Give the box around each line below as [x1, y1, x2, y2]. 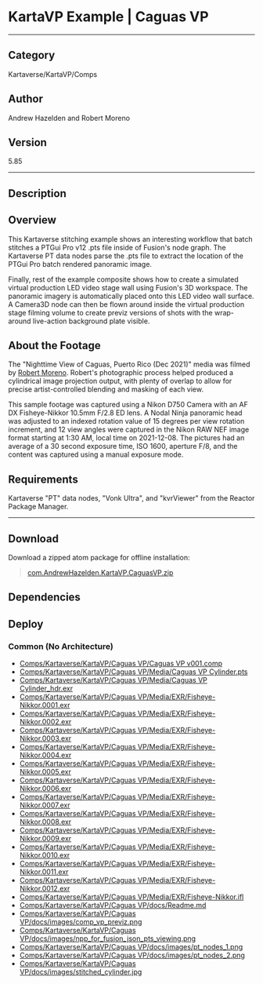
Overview [8, 213, 57, 227]
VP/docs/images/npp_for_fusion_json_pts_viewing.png [19, 934, 196, 943]
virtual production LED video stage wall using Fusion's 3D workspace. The [8, 282, 248, 292]
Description [8, 187, 67, 200]
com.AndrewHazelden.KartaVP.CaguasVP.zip [27, 568, 174, 578]
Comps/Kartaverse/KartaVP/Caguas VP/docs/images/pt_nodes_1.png [19, 942, 243, 952]
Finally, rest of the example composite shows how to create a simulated [8, 275, 239, 284]
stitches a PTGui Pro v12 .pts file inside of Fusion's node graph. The [8, 242, 226, 252]
